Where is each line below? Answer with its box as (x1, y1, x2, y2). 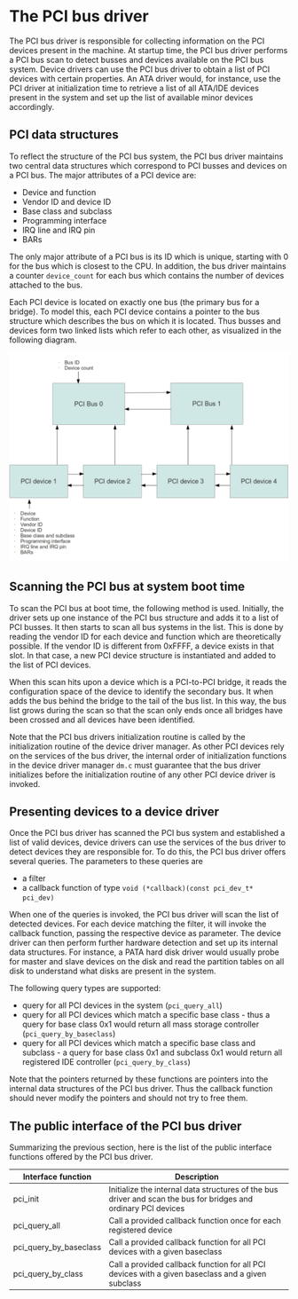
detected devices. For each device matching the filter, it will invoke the (9, 918, 267, 929)
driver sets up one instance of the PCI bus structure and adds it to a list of (9, 612, 279, 623)
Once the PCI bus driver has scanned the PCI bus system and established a (9, 828, 286, 838)
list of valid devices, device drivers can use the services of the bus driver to (9, 837, 286, 848)
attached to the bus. (9, 279, 82, 290)
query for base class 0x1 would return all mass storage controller (21, 1019, 260, 1030)
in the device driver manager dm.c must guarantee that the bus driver (9, 760, 262, 770)
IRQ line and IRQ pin (21, 224, 96, 235)
